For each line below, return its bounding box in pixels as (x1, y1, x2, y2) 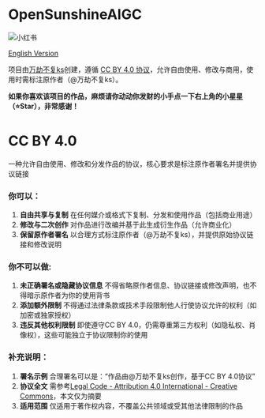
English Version (8, 48, 59, 58)
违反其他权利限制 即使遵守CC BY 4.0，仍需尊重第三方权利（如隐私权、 (19, 320, 249, 330)
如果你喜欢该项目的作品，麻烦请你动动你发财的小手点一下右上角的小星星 (8, 91, 243, 100)
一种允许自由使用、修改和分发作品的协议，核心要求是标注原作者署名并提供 (8, 159, 250, 168)
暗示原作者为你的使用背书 (26, 291, 110, 300)
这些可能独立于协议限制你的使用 (43, 330, 148, 340)
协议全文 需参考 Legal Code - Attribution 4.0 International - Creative (19, 381, 238, 390)
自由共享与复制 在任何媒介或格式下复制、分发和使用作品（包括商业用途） (19, 210, 257, 220)
